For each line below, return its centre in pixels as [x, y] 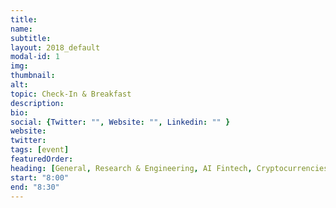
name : [21, 29]
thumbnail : [33, 76]
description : [37, 103]
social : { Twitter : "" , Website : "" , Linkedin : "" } [120, 122]
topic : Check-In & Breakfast [71, 94]
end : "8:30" [35, 187]
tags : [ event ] [40, 150]
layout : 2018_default [55, 47]
